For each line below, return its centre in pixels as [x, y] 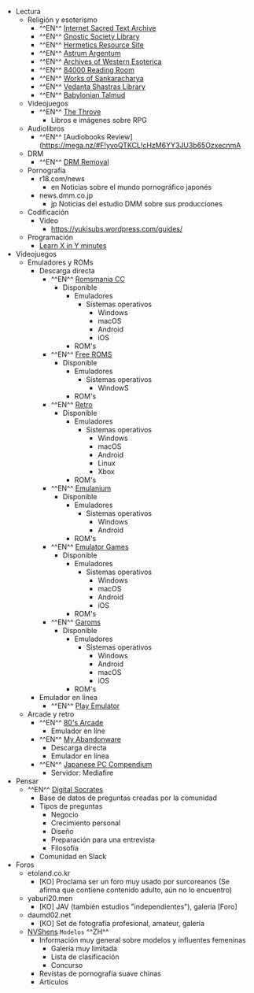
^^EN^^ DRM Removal [74, 162]
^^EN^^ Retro [72, 404]
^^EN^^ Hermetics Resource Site [91, 45]
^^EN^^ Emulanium [81, 488]
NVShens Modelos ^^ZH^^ [68, 932]
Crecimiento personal [86, 823]
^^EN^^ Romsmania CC [88, 279]
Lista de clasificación [85, 957]
